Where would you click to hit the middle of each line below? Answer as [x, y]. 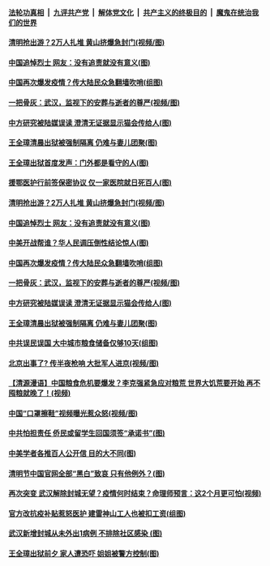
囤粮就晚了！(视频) [40, 394]
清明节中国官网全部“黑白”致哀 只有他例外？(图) [87, 473]
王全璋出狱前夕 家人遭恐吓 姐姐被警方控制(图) [84, 554]
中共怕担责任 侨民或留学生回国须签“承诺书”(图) [87, 433]
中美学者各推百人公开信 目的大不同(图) [72, 453]
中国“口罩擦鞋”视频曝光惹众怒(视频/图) [73, 413]
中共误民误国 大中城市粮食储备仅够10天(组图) [84, 343]
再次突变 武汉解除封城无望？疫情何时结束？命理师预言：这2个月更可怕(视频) [135, 493]
